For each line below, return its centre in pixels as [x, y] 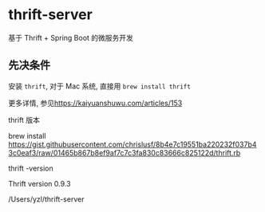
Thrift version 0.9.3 [40, 183]
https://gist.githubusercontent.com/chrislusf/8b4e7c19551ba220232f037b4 [132, 144]
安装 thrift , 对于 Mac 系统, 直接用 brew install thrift [100, 86]
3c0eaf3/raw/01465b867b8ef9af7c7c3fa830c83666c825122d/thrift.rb [125, 152]
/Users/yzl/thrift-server [46, 199]
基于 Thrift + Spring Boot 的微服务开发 [71, 37]
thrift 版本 [24, 120]
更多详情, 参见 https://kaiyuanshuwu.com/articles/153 [95, 103]
